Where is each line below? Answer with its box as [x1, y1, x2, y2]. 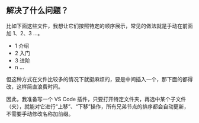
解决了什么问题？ [6, 5, 69, 16]
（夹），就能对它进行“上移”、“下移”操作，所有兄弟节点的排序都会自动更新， [6, 102, 190, 110]
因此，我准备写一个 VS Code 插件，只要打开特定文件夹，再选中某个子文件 [6, 95, 187, 102]
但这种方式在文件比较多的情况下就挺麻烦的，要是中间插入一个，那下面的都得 [6, 75, 193, 82]
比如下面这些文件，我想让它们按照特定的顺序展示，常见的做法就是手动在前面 [6, 22, 193, 29]
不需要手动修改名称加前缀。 [6, 110, 74, 117]
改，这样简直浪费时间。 [6, 83, 63, 90]
